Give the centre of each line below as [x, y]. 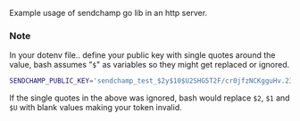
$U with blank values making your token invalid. [96, 108]
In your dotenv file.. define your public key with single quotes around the [142, 55]
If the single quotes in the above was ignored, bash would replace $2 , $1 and [150, 98]
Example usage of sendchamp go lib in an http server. [108, 13]
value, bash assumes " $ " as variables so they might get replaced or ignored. [150, 65]
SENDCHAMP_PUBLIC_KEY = [51, 81]
